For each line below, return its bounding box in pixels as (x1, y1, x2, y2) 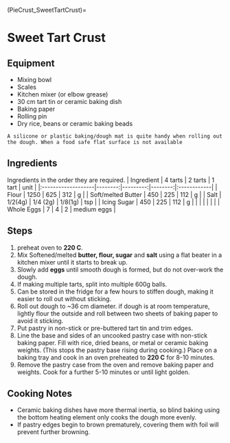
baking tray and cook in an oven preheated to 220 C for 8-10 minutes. (16, 353, 215, 361)
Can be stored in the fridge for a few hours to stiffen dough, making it (16, 287, 214, 296)
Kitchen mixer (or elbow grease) (16, 90, 108, 99)
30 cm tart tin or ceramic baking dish (16, 98, 122, 105)
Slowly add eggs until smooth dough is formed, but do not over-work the (16, 265, 224, 274)
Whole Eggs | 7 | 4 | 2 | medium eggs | (7, 205, 116, 213)
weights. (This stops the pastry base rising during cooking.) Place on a (16, 346, 218, 354)
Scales (16, 83, 36, 91)
